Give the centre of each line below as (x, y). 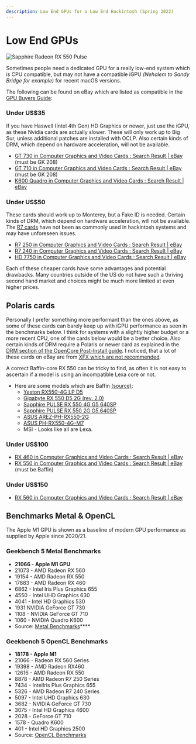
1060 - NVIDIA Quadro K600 (49, 620)
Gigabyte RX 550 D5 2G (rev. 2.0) (63, 398)
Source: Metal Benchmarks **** (52, 626)
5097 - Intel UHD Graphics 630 (52, 697)
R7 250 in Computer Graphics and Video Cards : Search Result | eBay (98, 245)
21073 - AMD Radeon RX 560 (50, 570)
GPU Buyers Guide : (29, 98)
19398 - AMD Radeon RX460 (49, 666)
